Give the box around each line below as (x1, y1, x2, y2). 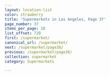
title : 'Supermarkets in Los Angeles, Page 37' (5, 17, 106, 22)
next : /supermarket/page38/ (5, 45, 64, 50)
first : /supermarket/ (5, 36, 50, 41)
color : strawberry (5, 12, 43, 17)
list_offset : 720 (5, 31, 41, 36)
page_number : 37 (5, 21, 39, 27)
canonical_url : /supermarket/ (5, 40, 68, 45)
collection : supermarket (5, 54, 57, 59)
